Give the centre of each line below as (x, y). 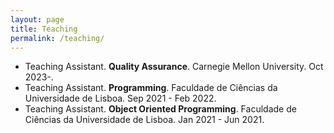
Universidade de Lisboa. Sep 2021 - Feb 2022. (120, 98)
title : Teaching (44, 29)
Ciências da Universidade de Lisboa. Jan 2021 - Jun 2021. (144, 120)
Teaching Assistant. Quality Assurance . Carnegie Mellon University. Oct (174, 67)
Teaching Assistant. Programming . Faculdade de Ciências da (151, 88)
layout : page (37, 19)
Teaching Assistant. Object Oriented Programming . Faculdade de (160, 109)
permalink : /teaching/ (57, 38)
